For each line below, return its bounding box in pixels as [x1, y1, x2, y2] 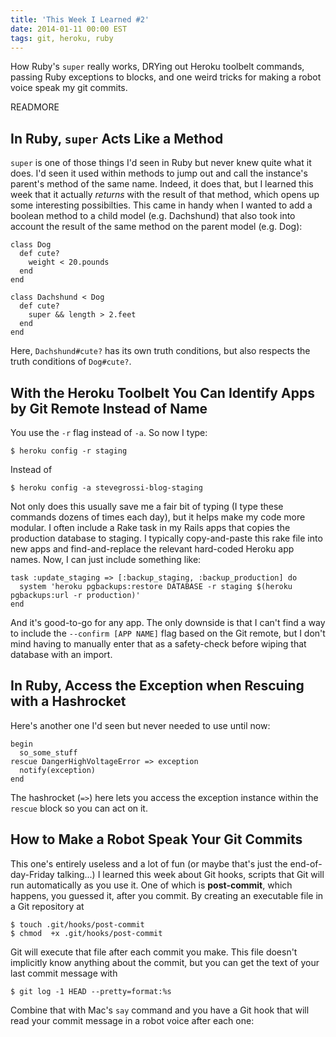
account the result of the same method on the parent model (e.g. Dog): [10, 221, 303, 233]
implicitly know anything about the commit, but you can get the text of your [10, 956, 320, 968]
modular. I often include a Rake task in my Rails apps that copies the [10, 522, 291, 533]
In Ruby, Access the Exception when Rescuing [10, 677, 305, 695]
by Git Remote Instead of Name [10, 400, 208, 417]
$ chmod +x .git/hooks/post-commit [10, 928, 163, 938]
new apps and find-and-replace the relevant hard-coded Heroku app [10, 543, 295, 555]
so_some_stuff [19, 747, 78, 758]
